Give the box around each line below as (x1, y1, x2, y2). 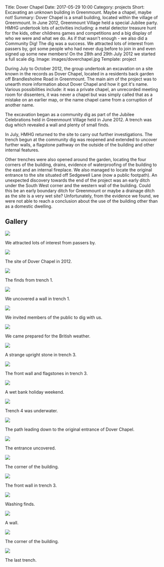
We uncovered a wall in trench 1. (5, 296, 70, 302)
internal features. (5, 147, 40, 153)
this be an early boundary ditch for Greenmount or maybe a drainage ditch (5, 188, 155, 193)
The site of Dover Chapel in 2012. (5, 258, 72, 264)
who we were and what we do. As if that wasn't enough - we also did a (5, 35, 148, 41)
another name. (5, 102, 35, 108)
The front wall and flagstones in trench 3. (5, 370, 88, 376)
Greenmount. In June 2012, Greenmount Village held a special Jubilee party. (5, 20, 159, 25)
